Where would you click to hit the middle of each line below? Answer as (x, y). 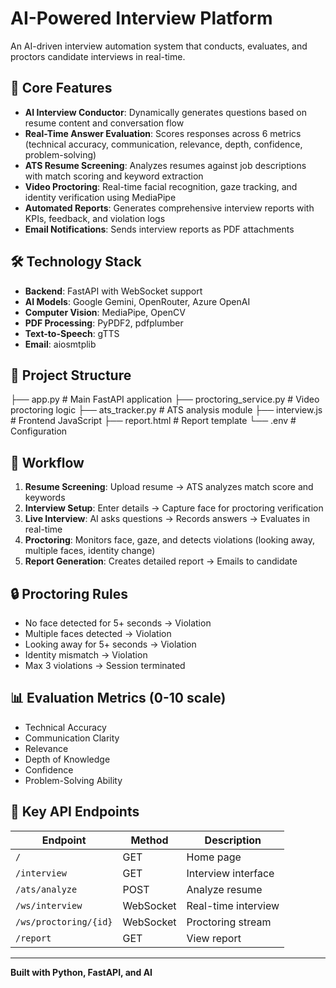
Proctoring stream (229, 922)
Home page (214, 857)
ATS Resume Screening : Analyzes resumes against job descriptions (165, 165)
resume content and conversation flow (104, 123)
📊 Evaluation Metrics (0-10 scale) (118, 698)
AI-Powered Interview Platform (141, 18)
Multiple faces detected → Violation (98, 633)
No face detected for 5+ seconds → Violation (118, 623)
